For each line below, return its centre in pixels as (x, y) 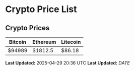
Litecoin (71, 42)
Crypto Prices (27, 28)
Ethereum (44, 42)
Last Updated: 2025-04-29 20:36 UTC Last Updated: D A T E (67, 63)
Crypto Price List (41, 9)
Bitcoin (18, 42)
